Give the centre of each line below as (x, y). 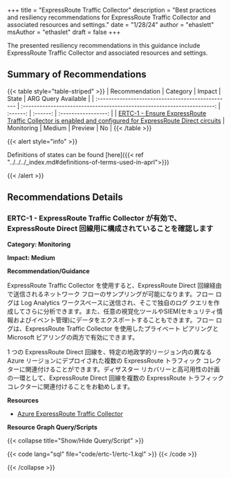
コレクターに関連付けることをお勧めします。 (71, 386)
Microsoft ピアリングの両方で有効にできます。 (73, 337)
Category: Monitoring (39, 244)
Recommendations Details (65, 197)
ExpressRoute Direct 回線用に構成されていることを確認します (110, 229)
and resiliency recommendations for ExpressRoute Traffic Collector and (109, 17)
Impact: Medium (31, 257)
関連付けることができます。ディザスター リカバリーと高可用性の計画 (122, 369)
